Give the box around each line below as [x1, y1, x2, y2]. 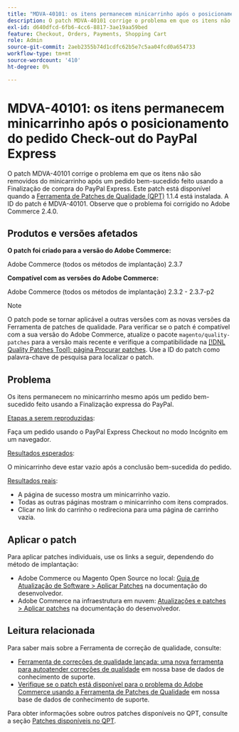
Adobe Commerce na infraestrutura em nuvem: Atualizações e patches [17, 597, 226, 605]
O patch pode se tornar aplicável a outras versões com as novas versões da [7, 315, 230, 324]
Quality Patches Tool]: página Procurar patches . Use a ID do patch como [7, 346, 221, 354]
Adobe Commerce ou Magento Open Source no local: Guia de [17, 574, 200, 582]
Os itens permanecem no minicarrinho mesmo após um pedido [7, 393, 192, 401]
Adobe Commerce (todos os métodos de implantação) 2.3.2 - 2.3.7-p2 [7, 287, 215, 296]
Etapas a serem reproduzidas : [7, 414, 95, 423]
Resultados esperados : [7, 449, 75, 457]
